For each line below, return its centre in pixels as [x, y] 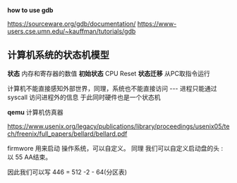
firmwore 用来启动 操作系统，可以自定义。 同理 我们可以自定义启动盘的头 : [115, 148]
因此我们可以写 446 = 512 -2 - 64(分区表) [67, 172]
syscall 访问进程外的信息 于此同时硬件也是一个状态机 [84, 97]
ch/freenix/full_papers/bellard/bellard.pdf [67, 134]
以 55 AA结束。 [30, 157]
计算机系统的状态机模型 [58, 55]
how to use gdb [30, 10]
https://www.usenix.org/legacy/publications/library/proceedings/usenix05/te [119, 126]
